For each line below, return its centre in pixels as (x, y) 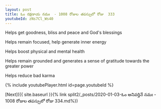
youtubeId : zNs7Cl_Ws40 (29, 19)
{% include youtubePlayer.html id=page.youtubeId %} (59, 85)
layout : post (18, 10)
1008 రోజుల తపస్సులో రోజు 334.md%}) (42, 101)
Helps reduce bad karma (30, 76)
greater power (19, 66)
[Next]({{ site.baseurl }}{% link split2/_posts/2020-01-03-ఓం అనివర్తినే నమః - (81, 95)
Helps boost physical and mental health (45, 51)
